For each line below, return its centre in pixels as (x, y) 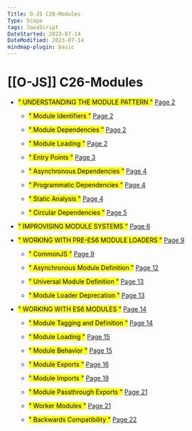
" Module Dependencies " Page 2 (77, 130)
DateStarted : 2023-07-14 (44, 34)
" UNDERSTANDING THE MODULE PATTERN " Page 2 (96, 102)
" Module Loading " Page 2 (68, 143)
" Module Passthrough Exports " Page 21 (88, 392)
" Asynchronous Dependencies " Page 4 (87, 171)
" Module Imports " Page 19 (69, 378)
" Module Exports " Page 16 (69, 364)
